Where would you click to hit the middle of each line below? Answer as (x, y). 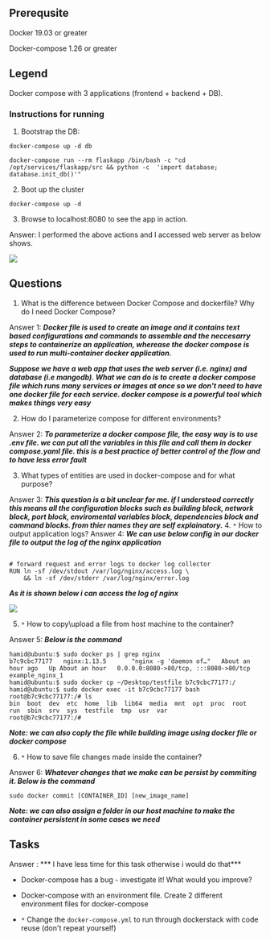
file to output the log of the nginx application (85, 542)
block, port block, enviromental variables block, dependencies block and (134, 516)
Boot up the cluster (52, 189)
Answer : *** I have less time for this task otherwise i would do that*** (125, 864)
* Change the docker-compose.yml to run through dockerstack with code (139, 919)
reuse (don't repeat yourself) (68, 928)
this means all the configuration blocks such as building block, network (131, 508)
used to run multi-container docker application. (90, 353)
